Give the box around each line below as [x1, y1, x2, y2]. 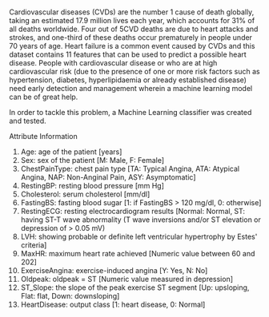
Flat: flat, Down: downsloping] [20, 291, 120, 301]
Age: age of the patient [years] [20, 147, 122, 157]
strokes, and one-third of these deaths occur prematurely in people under [9, 33, 253, 42]
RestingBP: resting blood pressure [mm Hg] [20, 181, 165, 191]
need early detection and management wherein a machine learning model [9, 84, 253, 93]
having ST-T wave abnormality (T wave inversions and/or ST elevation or [20, 215, 261, 224]
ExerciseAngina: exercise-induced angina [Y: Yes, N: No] [20, 266, 208, 275]
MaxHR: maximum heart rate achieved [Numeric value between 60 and [20, 249, 255, 259]
